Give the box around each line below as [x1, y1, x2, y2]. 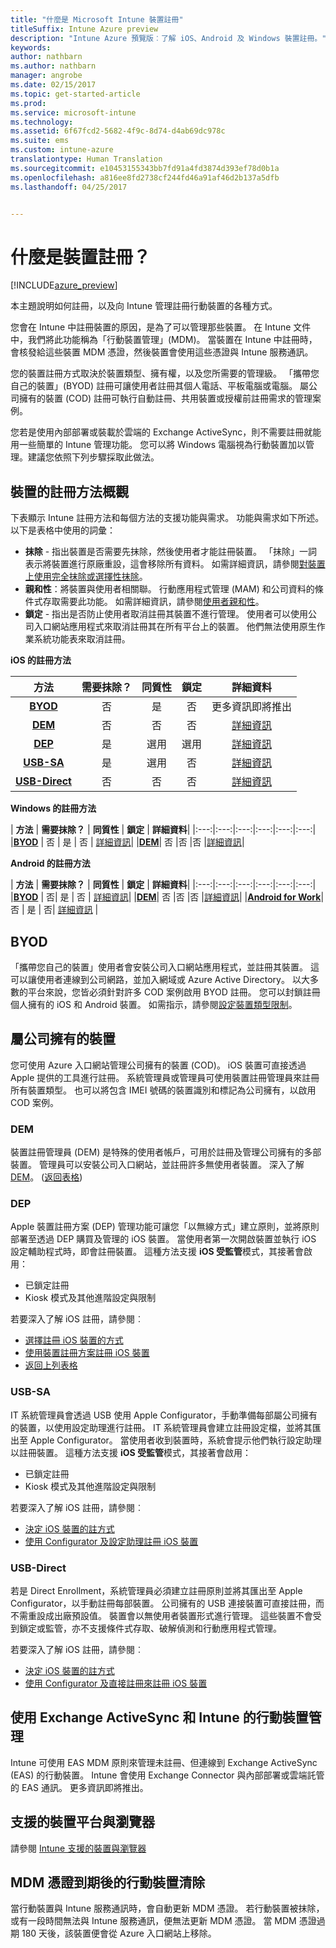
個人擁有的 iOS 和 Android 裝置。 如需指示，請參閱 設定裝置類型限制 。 [10, 998, 298, 1010]
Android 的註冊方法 [10, 857, 91, 870]
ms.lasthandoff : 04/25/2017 [10, 182, 128, 192]
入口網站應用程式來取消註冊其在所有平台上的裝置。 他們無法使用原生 [33, 621, 317, 633]
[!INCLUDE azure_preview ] [10, 279, 118, 291]
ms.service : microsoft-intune [10, 107, 137, 118]
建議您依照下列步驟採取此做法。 [27, 451, 160, 463]
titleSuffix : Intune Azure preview [10, 24, 159, 34]
